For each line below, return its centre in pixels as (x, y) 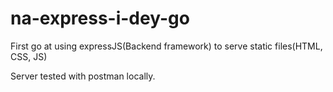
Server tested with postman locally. (83, 76)
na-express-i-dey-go (100, 18)
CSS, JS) (29, 56)
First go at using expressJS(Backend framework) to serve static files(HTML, (166, 46)
